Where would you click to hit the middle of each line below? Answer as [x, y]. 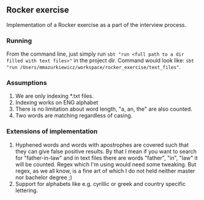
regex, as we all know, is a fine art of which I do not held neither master [105, 171]
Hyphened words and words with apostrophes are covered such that [102, 145]
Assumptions [27, 83]
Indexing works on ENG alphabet [57, 103]
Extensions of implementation [52, 131]
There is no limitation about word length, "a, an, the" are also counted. [104, 109]
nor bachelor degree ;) [43, 177]
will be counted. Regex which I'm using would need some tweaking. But [106, 164]
